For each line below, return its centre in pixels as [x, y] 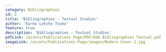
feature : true [20, 28]
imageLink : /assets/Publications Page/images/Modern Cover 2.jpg [75, 42]
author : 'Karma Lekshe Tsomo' [37, 24]
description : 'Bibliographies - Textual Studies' [59, 33]
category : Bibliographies [32, 10]
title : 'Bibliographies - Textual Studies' [52, 19]
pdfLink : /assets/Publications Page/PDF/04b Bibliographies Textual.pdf [83, 38]
